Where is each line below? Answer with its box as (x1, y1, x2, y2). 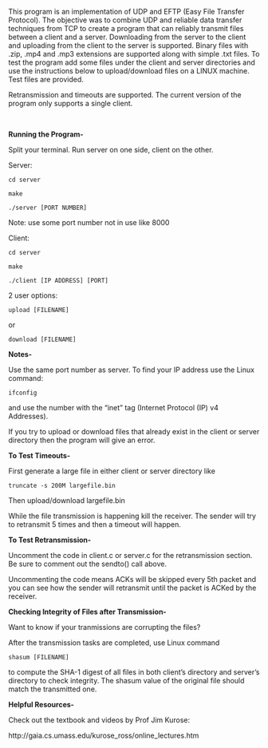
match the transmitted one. (8, 684, 97, 694)
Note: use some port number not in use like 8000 (8, 218, 170, 227)
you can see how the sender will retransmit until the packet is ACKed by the (8, 583, 257, 592)
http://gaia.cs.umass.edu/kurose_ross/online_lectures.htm (8, 730, 199, 740)
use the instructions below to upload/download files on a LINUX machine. (8, 66, 250, 75)
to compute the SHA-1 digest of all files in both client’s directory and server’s (8, 667, 260, 677)
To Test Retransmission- (8, 535, 92, 544)
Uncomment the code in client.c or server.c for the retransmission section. (8, 551, 253, 560)
